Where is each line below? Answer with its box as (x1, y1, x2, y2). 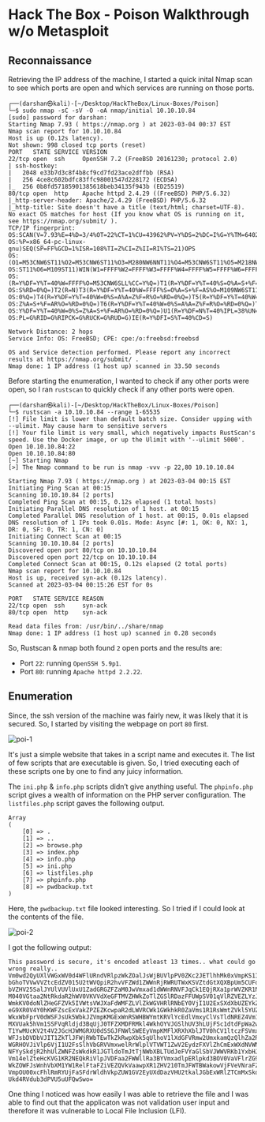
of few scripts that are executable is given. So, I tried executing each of (8, 758, 240, 767)
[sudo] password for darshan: (8, 114, 108, 122)
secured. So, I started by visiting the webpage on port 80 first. (8, 719, 209, 728)
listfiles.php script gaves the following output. (8, 798, 166, 808)
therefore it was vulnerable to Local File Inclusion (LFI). (8, 1105, 187, 1115)
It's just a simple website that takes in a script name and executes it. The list (8, 749, 255, 759)
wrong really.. (8, 965, 58, 973)
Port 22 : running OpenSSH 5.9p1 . (19, 659, 121, 668)
